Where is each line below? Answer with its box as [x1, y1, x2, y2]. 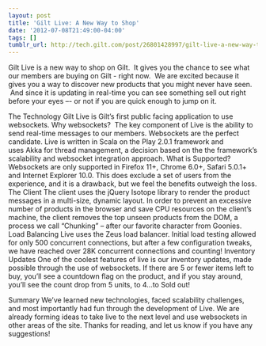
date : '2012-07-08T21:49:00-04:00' [8, 26, 126, 34]
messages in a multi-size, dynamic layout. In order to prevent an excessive [8, 196, 252, 206]
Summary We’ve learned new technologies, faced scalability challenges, [8, 295, 245, 305]
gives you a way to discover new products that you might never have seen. [8, 80, 253, 89]
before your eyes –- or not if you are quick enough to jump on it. [8, 97, 217, 106]
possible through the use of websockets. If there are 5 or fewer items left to [8, 263, 255, 273]
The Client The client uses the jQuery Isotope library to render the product [8, 188, 250, 197]
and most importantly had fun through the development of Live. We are [8, 304, 240, 314]
